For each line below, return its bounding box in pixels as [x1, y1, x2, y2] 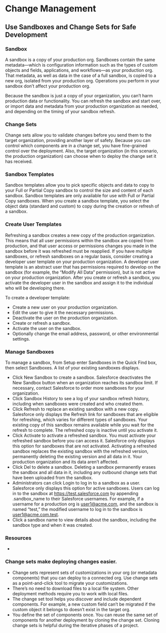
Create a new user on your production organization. [12, 304, 118, 310]
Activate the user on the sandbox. [12, 325, 82, 331]
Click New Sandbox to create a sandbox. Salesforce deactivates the [12, 374, 151, 380]
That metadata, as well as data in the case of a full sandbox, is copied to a [5, 72, 157, 78]
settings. [12, 336, 31, 342]
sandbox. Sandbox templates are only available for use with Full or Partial [5, 193, 155, 199]
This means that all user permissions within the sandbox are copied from [5, 237, 154, 243]
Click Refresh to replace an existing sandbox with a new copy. [12, 406, 139, 412]
